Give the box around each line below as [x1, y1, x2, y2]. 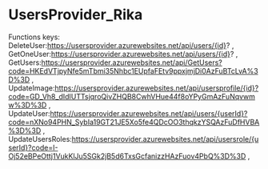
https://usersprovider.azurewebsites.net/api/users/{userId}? [50, 108, 248, 118]
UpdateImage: [8, 82, 55, 93]
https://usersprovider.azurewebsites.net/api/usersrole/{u [71, 134, 259, 143]
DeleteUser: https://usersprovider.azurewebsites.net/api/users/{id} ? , [8, 40, 234, 50]
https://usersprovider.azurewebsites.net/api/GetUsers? [41, 58, 222, 67]
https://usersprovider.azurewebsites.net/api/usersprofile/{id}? [54, 82, 259, 93]
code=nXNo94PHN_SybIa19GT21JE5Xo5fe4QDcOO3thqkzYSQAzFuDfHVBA [8, 117, 260, 127]
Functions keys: [8, 32, 60, 42]
